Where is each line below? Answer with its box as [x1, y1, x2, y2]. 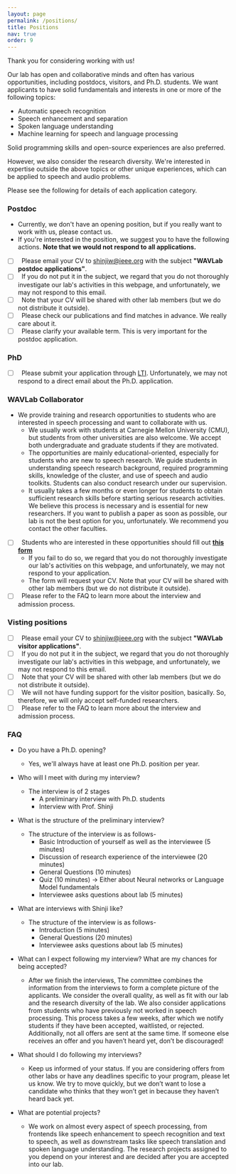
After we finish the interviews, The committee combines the [28, 976, 204, 984]
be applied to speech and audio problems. [7, 173, 132, 181]
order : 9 [7, 37, 33, 44]
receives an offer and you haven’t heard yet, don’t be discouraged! [28, 1036, 224, 1045]
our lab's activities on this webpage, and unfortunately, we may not [28, 561, 225, 570]
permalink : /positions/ [7, 17, 78, 24]
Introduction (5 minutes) [38, 926, 110, 934]
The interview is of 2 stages [28, 787, 110, 795]
